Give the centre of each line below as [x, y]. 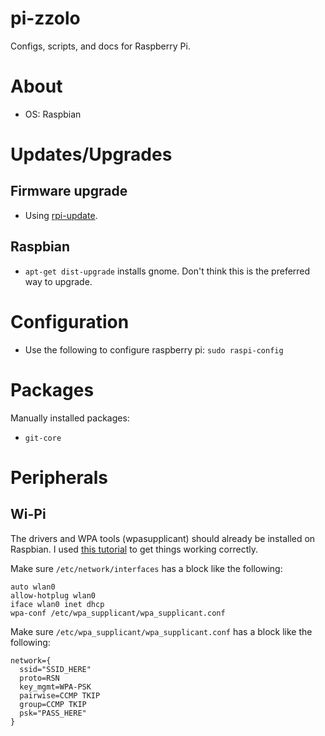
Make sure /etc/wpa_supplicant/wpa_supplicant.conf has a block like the [161, 631]
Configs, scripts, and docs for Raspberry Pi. [100, 46]
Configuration [70, 321]
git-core [43, 438]
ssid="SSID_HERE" [55, 669]
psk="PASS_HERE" [53, 713]
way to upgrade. [58, 281]
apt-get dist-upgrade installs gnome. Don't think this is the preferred [167, 271]
